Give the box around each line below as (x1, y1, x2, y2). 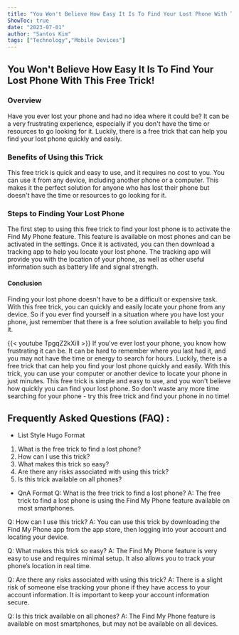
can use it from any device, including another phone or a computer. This (7, 176, 219, 185)
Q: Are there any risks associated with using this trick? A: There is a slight (7, 575, 223, 584)
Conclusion (7, 279, 43, 287)
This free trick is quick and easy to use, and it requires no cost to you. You (7, 169, 225, 177)
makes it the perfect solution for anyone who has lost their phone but (7, 183, 210, 192)
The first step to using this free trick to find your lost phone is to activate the (7, 225, 230, 233)
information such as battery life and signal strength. (7, 262, 159, 271)
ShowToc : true (7, 17, 50, 24)
